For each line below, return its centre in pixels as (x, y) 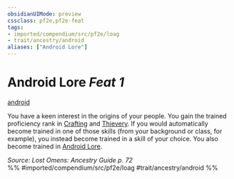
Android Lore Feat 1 (66, 82)
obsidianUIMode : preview (44, 14)
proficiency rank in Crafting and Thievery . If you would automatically (108, 123)
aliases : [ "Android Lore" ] (47, 47)
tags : (15, 27)
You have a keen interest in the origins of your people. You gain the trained (117, 116)
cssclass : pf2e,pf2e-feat (46, 21)
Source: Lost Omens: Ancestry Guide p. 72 (70, 160)
